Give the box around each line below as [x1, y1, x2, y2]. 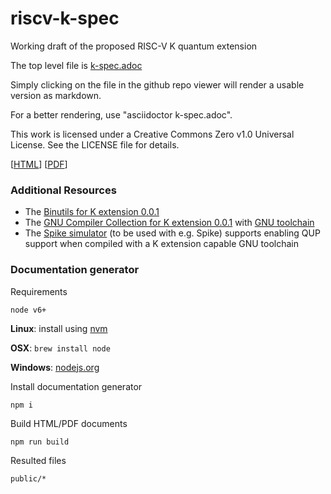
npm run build [10, 437, 70, 447]
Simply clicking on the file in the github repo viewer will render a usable [10, 78, 305, 91]
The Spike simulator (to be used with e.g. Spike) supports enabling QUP [24, 227, 321, 239]
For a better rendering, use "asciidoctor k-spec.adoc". [10, 108, 233, 121]
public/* [10, 473, 47, 484]
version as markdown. [10, 89, 102, 101]
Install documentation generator [10, 380, 143, 392]
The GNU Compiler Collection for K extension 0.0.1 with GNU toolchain [24, 217, 315, 229]
